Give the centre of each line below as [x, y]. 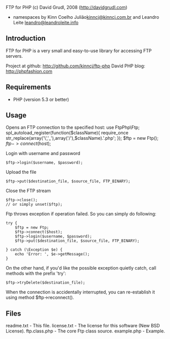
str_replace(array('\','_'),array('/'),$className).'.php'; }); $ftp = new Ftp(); [82, 138]
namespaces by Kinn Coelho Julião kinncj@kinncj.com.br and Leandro [86, 17]
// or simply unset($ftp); [34, 205]
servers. [14, 56]
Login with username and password [43, 154]
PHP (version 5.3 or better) [41, 99]
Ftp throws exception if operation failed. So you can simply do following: [81, 214]
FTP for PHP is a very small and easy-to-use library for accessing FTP [79, 51]
